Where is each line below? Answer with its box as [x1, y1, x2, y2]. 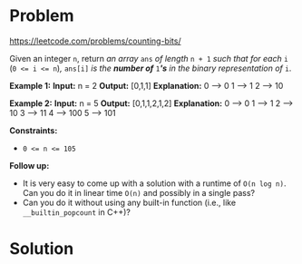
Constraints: [9, 124, 58, 136]
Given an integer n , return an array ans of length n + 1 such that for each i [9, 53, 288, 64]
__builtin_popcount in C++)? [22, 206, 132, 218]
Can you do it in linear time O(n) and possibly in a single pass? [22, 187, 256, 198]
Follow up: [9, 160, 50, 171]
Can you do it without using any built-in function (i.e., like [22, 197, 237, 208]
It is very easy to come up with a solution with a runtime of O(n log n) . [22, 178, 287, 189]
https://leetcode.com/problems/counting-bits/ [9, 35, 181, 46]
